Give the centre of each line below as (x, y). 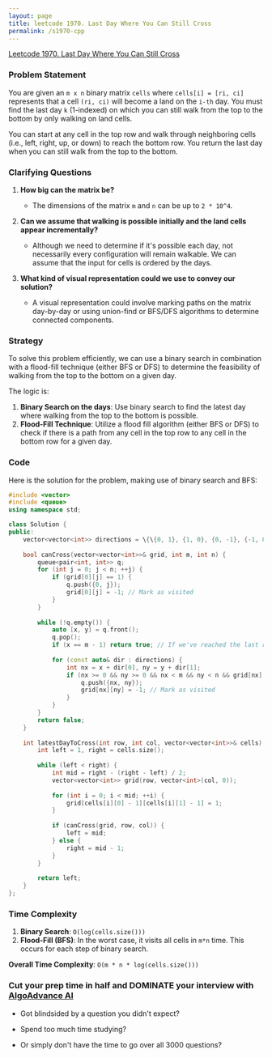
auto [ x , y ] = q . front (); (95, 630)
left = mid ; (86, 833)
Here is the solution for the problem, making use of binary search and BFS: (133, 480)
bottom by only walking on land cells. (70, 118)
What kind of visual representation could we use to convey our (128, 278)
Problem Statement (47, 75)
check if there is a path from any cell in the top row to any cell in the (133, 433)
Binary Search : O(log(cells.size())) (83, 932)
